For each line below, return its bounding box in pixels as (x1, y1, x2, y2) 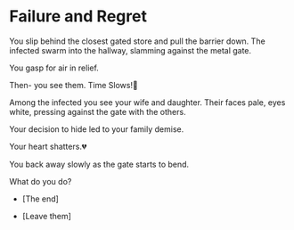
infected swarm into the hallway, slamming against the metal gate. (9, 45, 252, 55)
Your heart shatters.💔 (9, 141, 87, 152)
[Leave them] (21, 210, 71, 221)
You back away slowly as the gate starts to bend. (9, 159, 190, 169)
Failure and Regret (9, 6, 147, 27)
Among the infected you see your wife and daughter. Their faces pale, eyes (9, 96, 286, 108)
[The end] (21, 193, 60, 204)
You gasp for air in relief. (9, 62, 100, 73)
